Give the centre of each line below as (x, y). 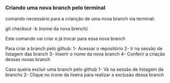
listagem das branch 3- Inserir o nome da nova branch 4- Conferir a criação (85, 54)
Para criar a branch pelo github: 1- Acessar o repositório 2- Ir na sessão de (84, 49)
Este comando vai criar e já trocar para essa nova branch (66, 39)
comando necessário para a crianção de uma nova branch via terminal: (80, 19)
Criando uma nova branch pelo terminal (55, 8)
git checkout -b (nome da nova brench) (47, 29)
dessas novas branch (28, 59)
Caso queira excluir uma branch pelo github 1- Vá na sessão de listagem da (84, 69)
